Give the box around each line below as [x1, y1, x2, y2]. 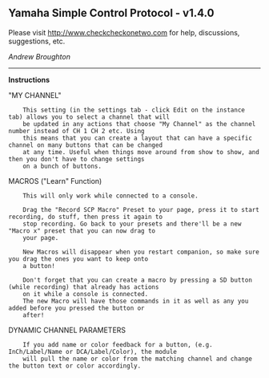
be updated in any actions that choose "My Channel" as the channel [22, 120, 256, 128]
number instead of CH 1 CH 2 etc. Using [8, 127, 146, 135]
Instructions [8, 75, 50, 84]
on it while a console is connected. [22, 290, 149, 298]
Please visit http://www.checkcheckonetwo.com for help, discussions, [8, 27, 240, 37]
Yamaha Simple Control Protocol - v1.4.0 [8, 6, 215, 20]
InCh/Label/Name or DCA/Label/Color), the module [8, 348, 178, 356]
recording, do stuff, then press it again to [8, 213, 163, 221]
